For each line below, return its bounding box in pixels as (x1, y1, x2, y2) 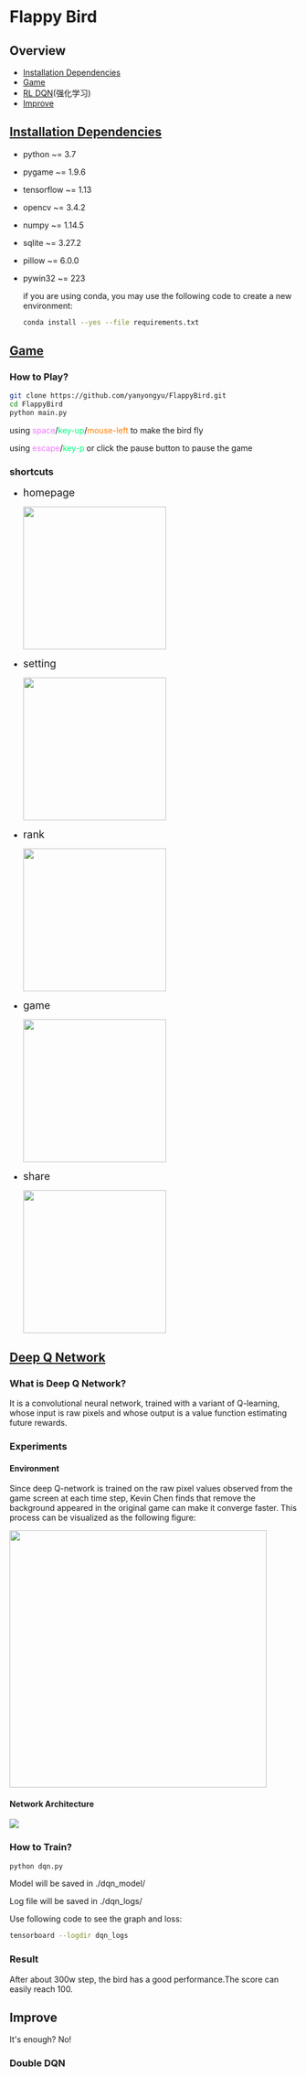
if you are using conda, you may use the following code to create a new (22, 290, 292, 301)
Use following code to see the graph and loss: (9, 1913, 183, 1924)
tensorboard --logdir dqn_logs (9, 1932, 129, 1941)
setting (22, 657, 57, 670)
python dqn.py (9, 1861, 64, 1871)
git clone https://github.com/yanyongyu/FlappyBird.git (9, 391, 227, 401)
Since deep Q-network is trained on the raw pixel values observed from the (9, 1483, 293, 1494)
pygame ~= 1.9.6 (22, 166, 87, 177)
